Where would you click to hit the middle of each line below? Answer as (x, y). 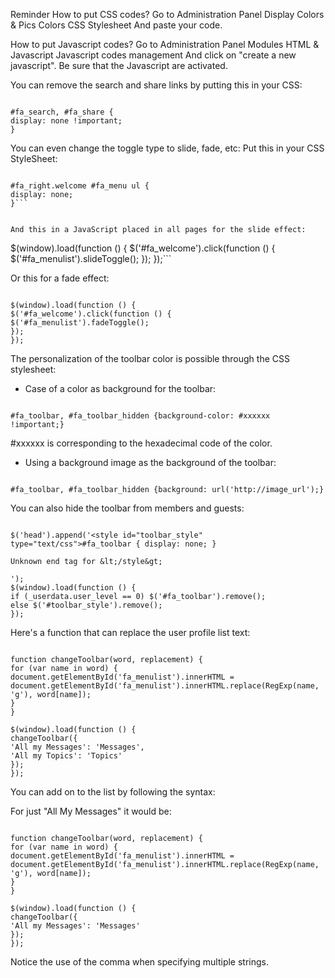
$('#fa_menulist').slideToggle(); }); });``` (91, 258)
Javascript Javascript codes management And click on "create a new (153, 55)
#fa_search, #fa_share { (62, 112)
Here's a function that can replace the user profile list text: (130, 632)
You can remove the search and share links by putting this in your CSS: (156, 85)
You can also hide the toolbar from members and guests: (127, 508)
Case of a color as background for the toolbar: (120, 388)
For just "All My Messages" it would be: (91, 811)
